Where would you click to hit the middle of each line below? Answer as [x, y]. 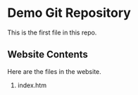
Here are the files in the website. [55, 71]
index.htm [32, 85]
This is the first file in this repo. [52, 32]
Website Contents [48, 55]
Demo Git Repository [69, 13]
